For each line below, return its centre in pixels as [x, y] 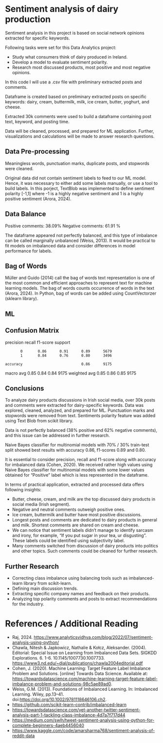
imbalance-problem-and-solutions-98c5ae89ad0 [61, 684]
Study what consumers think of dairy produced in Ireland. [70, 57]
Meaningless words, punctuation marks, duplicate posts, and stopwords [77, 163]
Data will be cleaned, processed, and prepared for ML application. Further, [80, 131]
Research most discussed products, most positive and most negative [81, 67]
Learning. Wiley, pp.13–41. [38, 694]
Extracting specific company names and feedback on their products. [81, 594]
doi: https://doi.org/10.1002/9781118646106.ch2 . [59, 700]
